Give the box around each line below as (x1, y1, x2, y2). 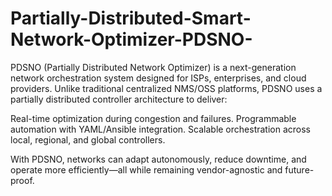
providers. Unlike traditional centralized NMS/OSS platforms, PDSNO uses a (10, 82, 323, 94)
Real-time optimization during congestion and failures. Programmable (10, 112, 297, 124)
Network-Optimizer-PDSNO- (10, 28, 253, 51)
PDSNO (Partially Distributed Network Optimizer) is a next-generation (10, 61, 297, 73)
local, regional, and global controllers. (10, 133, 166, 146)
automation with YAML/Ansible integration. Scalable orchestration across (10, 123, 311, 135)
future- (284, 163, 315, 176)
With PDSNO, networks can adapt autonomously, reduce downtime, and (10, 153, 307, 165)
